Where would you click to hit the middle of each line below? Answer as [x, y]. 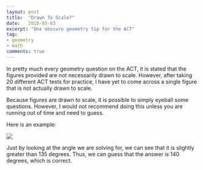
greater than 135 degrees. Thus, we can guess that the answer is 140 [93, 154]
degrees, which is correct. [39, 160]
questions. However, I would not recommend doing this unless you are [94, 106]
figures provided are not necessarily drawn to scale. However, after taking [99, 75]
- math [15, 46]
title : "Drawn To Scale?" [41, 18]
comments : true [26, 52]
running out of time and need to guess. [55, 112]
